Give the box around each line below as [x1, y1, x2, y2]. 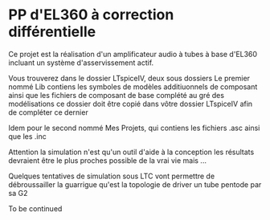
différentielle [8, 22, 96, 41]
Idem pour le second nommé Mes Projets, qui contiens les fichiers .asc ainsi [8, 123, 260, 132]
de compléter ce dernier [8, 107, 88, 117]
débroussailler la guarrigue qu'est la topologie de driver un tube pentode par [8, 179, 262, 189]
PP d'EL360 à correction [8, 6, 174, 24]
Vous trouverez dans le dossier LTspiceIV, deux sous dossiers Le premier [8, 73, 251, 83]
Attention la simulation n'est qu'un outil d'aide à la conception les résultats [8, 147, 255, 157]
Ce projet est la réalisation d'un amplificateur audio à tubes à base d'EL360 [8, 49, 258, 59]
